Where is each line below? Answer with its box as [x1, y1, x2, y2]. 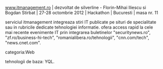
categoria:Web [5, 49, 35, 55]
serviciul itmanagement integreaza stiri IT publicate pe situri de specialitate [5, 19, 157, 25]
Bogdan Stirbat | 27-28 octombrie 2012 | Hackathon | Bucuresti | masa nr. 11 [5, 10, 158, 16]
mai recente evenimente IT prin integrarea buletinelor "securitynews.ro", [5, 30, 151, 35]
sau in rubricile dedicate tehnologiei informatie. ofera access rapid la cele [5, 24, 153, 30]
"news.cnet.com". [5, 40, 41, 46]
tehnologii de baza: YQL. [5, 59, 55, 64]
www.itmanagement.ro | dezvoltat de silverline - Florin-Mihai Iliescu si [5, 5, 146, 10]
